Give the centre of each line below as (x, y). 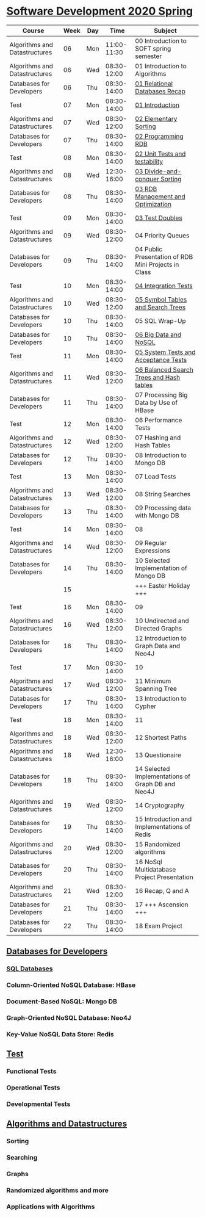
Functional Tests (31, 1071)
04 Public (149, 249)
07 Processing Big (161, 395)
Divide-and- (163, 171)
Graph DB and (155, 784)
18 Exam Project (159, 926)
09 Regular (151, 543)
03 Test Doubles (159, 218)
